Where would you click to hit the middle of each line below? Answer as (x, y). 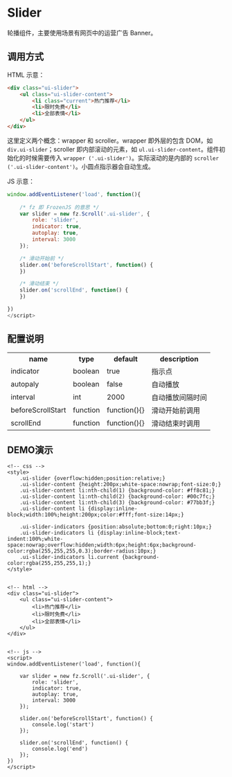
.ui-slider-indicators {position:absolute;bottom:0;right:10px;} (116, 527)
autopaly (25, 384)
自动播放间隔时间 (179, 398)
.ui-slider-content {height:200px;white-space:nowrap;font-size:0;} (121, 485)
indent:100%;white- (35, 539)
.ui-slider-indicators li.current (69, 557)
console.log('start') (63, 725)
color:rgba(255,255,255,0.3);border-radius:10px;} (82, 551)
